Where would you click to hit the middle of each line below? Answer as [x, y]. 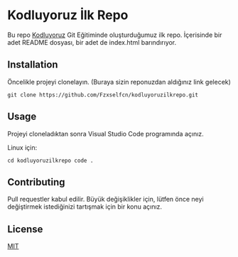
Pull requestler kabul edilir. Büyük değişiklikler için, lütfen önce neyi [106, 199]
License [25, 229]
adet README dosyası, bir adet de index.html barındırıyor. [92, 42]
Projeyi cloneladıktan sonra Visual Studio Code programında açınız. [106, 133]
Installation [33, 65]
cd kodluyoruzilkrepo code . [50, 160]
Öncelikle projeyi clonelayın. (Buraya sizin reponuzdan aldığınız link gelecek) [119, 82]
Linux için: [22, 147]
